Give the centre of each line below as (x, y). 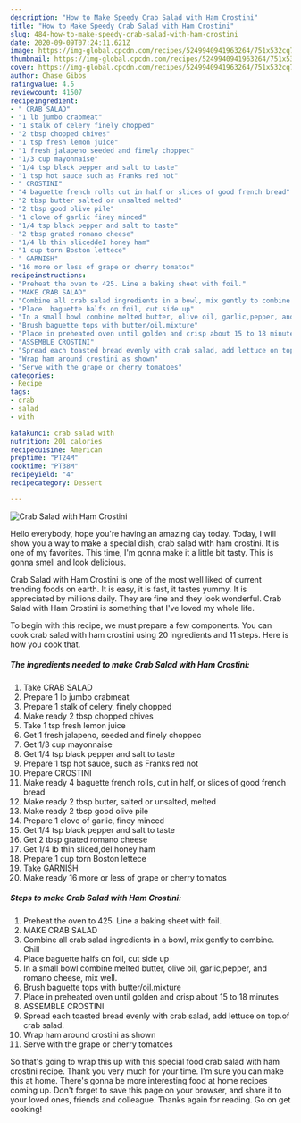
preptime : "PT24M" (44, 458)
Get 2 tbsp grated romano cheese (85, 839)
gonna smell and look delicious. (68, 562)
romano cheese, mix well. (70, 977)
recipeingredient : (44, 101)
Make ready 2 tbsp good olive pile (86, 811)
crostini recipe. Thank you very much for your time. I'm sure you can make (147, 1071)
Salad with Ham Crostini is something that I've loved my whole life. (133, 608)
